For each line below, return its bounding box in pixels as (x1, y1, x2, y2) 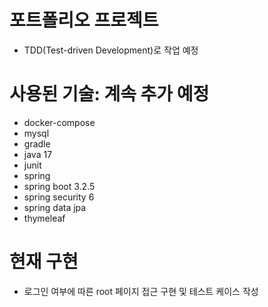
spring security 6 (23, 191, 95, 203)
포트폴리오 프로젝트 (9, 9, 159, 32)
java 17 (23, 148, 53, 160)
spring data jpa (23, 201, 87, 213)
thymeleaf (23, 212, 66, 224)
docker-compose (23, 116, 96, 128)
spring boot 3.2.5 (23, 180, 96, 192)
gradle (23, 137, 51, 150)
